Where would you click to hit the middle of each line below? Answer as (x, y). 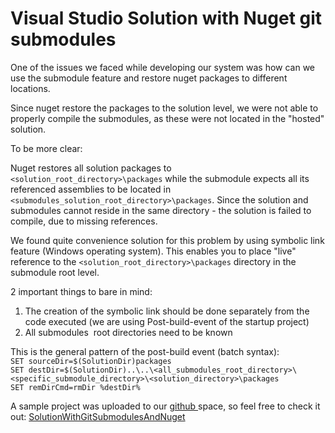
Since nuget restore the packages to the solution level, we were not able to (164, 108)
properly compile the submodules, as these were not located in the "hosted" (167, 118)
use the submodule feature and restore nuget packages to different (149, 78)
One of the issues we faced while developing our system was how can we (163, 67)
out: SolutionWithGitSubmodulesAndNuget (98, 416)
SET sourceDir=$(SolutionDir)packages (91, 361)
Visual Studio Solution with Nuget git (166, 18)
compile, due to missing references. (84, 221)
